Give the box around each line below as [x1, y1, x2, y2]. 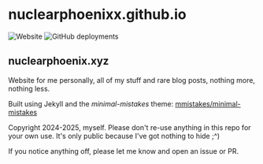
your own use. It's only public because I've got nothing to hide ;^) [8, 131, 220, 140]
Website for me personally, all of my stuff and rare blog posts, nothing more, [8, 75, 256, 84]
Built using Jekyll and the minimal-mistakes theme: [8, 99, 174, 108]
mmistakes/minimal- [175, 99, 242, 108]
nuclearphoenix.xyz [8, 54, 109, 68]
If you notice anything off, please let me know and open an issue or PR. [8, 146, 239, 155]
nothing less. [8, 84, 50, 93]
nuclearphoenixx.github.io [8, 6, 187, 24]
